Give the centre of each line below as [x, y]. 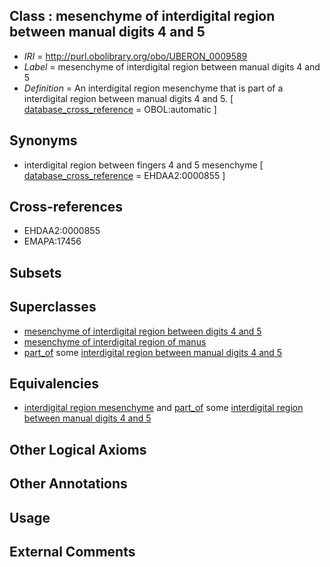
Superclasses [53, 307]
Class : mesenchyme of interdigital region [142, 16]
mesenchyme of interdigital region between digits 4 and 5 [142, 331]
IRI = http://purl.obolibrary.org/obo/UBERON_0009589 [135, 56]
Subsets [35, 272]
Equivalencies [54, 384]
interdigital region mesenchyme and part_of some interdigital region [163, 408]
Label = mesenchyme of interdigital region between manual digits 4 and [172, 66]
